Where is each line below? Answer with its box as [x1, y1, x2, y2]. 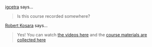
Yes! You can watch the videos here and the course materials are [17, 32, 147, 37]
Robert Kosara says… [5, 23, 48, 28]
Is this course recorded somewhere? [17, 13, 90, 19]
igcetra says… [5, 4, 34, 10]
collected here [17, 37, 46, 43]
